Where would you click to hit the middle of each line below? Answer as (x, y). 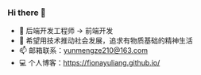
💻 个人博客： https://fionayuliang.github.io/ (89, 63)
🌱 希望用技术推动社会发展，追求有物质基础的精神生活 (106, 41)
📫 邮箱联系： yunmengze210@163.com (83, 51)
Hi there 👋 (27, 13)
